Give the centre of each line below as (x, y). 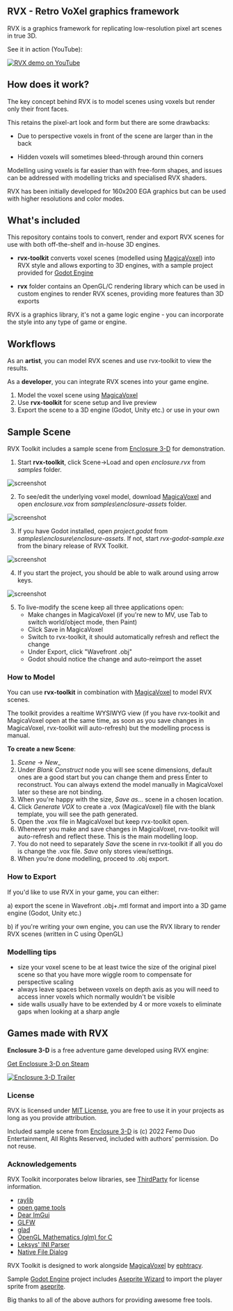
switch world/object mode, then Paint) (82, 622)
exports (28, 301)
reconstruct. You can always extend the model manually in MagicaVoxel (120, 785)
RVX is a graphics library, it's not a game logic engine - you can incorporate (115, 315)
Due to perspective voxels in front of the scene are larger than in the (115, 136)
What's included (44, 221)
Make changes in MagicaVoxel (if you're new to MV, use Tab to (118, 615)
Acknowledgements (42, 1164)
